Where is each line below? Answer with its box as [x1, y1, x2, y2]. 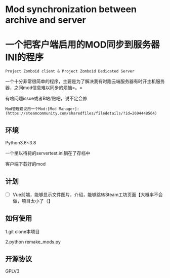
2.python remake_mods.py [5, 239, 61, 245]
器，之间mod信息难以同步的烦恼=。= [5, 85, 82, 91]
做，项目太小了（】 [12, 197, 53, 204]
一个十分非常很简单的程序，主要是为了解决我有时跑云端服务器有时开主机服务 [5, 78, 165, 85]
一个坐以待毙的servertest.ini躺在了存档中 [5, 150, 90, 156]
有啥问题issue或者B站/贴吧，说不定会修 [5, 95, 88, 102]
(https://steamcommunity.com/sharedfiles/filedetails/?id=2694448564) [5, 111, 157, 116]
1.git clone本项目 [5, 228, 40, 234]
